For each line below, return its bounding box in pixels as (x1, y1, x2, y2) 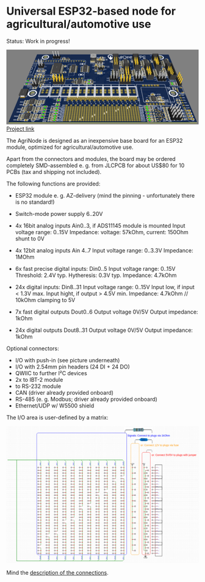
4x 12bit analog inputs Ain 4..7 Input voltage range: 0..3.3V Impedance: (15, 246, 193, 254)
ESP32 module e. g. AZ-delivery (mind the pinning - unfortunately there (15, 192, 195, 199)
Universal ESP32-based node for (6, 4, 176, 18)
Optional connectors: (6, 345, 59, 352)
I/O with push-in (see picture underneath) (15, 356, 120, 364)
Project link (6, 125, 35, 132)
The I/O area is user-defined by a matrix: (6, 414, 109, 421)
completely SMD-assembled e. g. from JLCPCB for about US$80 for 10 (6, 162, 185, 169)
